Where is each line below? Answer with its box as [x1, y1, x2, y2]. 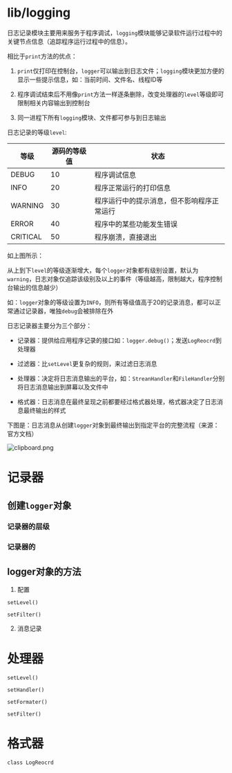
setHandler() [7, 686, 45, 693]
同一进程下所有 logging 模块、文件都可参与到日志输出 [17, 113, 166, 122]
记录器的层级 [7, 522, 50, 531]
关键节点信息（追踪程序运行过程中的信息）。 [7, 37, 131, 46]
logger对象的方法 [7, 565, 81, 577]
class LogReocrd [7, 759, 54, 766]
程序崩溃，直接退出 [94, 232, 157, 242]
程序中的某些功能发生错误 [94, 219, 178, 229]
